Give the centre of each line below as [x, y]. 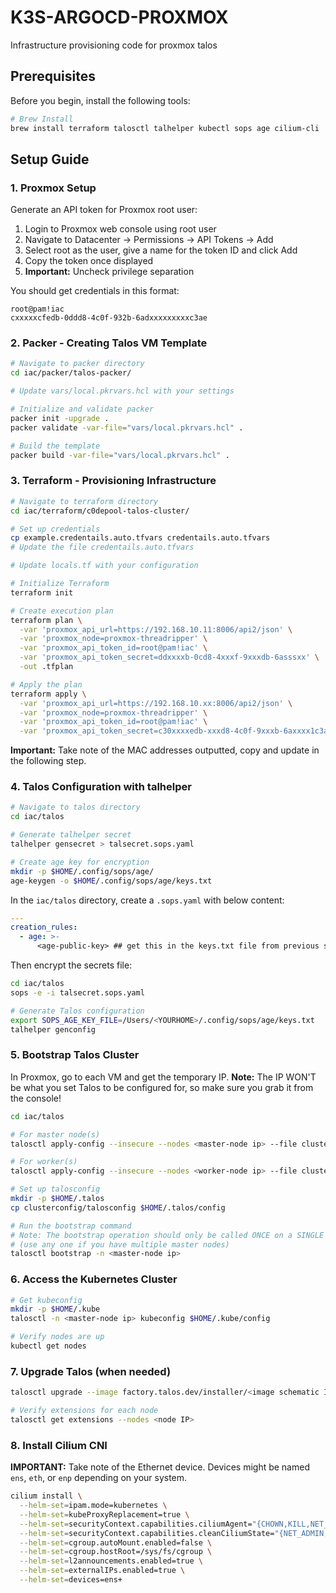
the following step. [48, 761]
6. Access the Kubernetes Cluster [94, 1279]
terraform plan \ [46, 620]
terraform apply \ [48, 694]
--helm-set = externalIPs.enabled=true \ [102, 1571]
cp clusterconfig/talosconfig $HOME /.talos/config [118, 1207]
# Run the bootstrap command [71, 1226]
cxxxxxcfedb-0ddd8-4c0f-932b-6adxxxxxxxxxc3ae [109, 318]
